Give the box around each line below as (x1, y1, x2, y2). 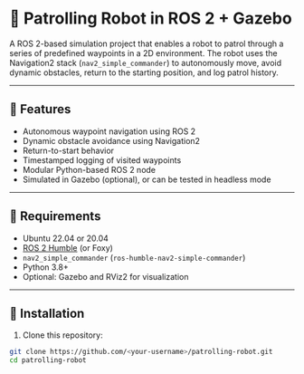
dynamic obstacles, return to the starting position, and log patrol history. (9, 67, 279, 78)
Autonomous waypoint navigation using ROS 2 (22, 126, 196, 137)
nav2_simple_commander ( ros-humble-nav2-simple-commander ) (22, 252, 246, 263)
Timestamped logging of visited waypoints (22, 154, 182, 166)
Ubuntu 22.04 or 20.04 (22, 233, 109, 244)
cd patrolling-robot (9, 356, 88, 365)
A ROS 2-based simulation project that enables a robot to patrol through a (9, 38, 284, 49)
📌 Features (9, 101, 71, 117)
